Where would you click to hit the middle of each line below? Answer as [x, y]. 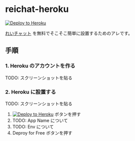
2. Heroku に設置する [31, 92]
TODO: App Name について [40, 120]
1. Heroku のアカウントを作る [40, 66]
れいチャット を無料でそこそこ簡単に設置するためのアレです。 [69, 33]
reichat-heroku [37, 9]
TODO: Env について [33, 127]
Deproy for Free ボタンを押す [42, 133]
